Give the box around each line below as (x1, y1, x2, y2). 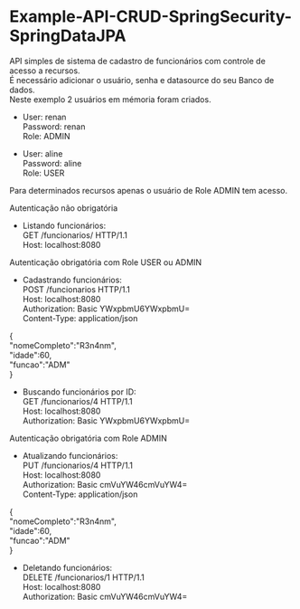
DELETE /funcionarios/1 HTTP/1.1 (22, 572, 145, 583)
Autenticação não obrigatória (9, 202, 118, 214)
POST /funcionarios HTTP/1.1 (22, 283, 131, 295)
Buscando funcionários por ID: (22, 386, 137, 397)
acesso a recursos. (9, 65, 80, 76)
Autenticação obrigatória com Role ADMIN (9, 433, 167, 443)
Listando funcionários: (22, 220, 107, 231)
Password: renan (22, 120, 86, 132)
